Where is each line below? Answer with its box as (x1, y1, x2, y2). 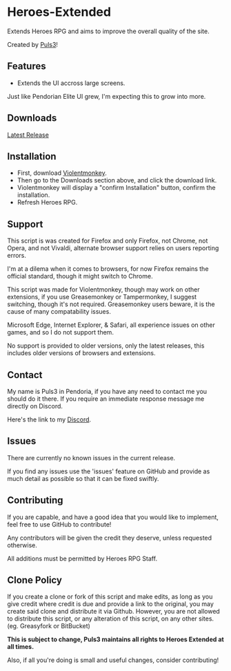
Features (7, 60, 46, 73)
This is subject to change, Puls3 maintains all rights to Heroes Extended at (7, 635, 224, 643)
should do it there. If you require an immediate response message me (7, 395, 205, 403)
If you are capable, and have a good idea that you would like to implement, (7, 513, 219, 521)
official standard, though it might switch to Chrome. (7, 272, 153, 281)
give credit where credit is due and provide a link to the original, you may (7, 600, 214, 608)
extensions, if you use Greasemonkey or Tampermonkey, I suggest (7, 293, 197, 301)
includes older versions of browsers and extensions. (7, 349, 156, 357)
